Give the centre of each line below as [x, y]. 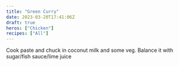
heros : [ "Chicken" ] [30, 28]
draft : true [21, 22]
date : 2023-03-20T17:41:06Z [41, 17]
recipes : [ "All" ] [27, 34]
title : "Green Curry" [33, 11]
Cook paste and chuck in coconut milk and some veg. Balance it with [90, 50]
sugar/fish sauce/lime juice [39, 57]
